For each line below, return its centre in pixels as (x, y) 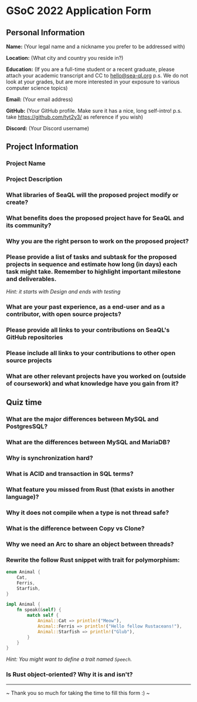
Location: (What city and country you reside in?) (65, 58)
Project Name (26, 164)
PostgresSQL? (27, 427)
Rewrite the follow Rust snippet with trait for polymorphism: (93, 560)
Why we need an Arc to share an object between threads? (90, 544)
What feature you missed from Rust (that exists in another (90, 490)
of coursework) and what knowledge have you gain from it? (92, 383)
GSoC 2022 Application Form (79, 11)
